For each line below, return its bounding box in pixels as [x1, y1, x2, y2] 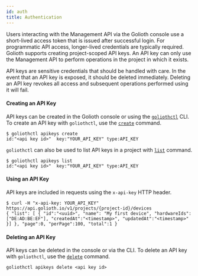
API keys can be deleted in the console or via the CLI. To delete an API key [6, 247, 187, 254]
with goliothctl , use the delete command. [6, 253, 111, 260]
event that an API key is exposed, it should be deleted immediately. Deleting [6, 74, 191, 81]
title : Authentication [6, 14, 62, 20]
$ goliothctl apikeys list [6, 158, 73, 164]
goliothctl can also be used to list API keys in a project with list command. [6, 146, 193, 153]
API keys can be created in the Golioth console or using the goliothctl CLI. [6, 113, 190, 120]
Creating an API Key [6, 100, 57, 107]
